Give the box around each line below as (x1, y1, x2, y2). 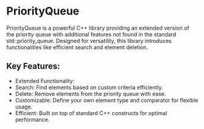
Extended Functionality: (15, 77, 75, 84)
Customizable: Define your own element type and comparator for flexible (15, 96, 199, 104)
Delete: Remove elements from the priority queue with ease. (15, 90, 166, 98)
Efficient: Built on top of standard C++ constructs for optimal (15, 109, 167, 116)
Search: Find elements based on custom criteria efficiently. (15, 84, 163, 91)
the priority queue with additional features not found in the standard (6, 30, 177, 38)
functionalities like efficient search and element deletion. (6, 44, 148, 51)
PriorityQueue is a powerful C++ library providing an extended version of (6, 24, 190, 31)
